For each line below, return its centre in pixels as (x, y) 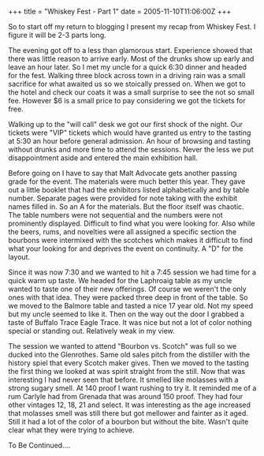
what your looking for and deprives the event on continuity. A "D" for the (126, 249)
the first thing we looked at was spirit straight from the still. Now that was (127, 371)
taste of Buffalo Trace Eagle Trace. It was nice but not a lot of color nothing (130, 322)
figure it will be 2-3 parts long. (57, 35)
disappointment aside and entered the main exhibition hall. (103, 158)
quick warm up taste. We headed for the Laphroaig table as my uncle (120, 280)
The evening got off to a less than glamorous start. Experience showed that (130, 50)
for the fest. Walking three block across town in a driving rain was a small (127, 75)
